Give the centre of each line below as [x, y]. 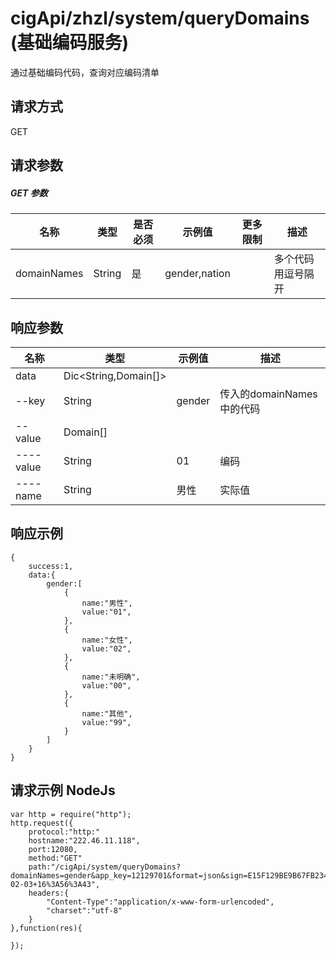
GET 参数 [29, 193]
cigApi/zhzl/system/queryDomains [160, 18]
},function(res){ [46, 928]
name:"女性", [107, 640]
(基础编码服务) [70, 43]
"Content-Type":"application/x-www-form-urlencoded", [160, 902]
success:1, [51, 566]
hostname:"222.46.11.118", [84, 840]
